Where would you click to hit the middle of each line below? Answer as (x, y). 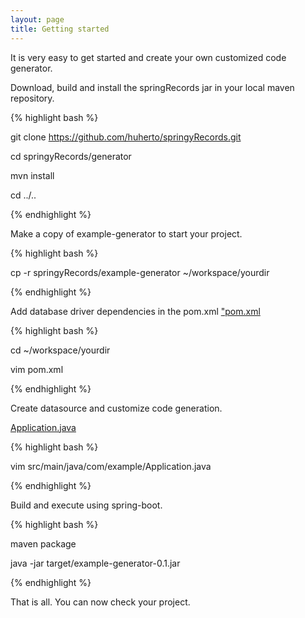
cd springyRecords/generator (71, 156)
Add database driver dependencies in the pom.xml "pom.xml (135, 311)
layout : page (37, 19)
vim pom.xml (37, 369)
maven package (43, 543)
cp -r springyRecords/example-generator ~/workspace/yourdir (140, 272)
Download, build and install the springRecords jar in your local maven (152, 87)
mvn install (32, 175)
